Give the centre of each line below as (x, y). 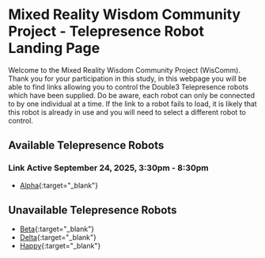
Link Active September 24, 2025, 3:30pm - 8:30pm (108, 168)
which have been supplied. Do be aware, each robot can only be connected (132, 95)
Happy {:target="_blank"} (60, 246)
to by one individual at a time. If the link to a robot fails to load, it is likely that (132, 104)
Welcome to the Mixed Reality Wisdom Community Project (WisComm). (125, 70)
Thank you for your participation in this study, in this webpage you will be (127, 78)
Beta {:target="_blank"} (57, 229)
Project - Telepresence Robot (106, 31)
